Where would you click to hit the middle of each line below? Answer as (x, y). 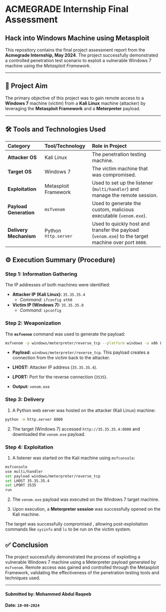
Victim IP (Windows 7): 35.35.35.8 (48, 305)
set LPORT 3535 (21, 485)
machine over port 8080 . (120, 242)
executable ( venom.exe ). (120, 215)
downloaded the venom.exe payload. (49, 434)
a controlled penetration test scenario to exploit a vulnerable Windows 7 (78, 60)
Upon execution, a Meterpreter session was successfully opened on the (86, 509)
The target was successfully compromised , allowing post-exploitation (77, 524)
